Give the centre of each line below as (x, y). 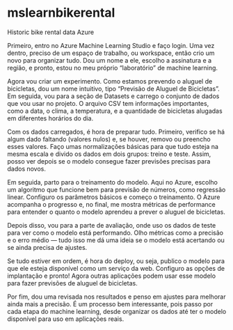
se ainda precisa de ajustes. (47, 247)
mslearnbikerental (61, 13)
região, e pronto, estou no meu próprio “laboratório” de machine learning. (112, 68)
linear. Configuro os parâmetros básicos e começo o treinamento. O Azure (114, 197)
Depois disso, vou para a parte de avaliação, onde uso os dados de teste (112, 225)
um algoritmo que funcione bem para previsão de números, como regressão (116, 189)
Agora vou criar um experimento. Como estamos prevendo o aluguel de (110, 81)
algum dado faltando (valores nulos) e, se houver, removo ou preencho (109, 139)
